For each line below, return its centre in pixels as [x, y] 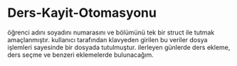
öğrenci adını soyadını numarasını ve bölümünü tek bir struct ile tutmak [111, 32]
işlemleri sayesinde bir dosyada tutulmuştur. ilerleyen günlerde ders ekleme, [119, 47]
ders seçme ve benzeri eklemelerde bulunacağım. [81, 55]
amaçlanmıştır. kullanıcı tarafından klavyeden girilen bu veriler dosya [107, 39]
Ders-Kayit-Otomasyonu [82, 13]
